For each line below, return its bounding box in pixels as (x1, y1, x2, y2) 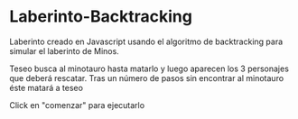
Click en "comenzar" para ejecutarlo (9, 99, 145, 110)
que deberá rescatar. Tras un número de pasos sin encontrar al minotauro (9, 72, 284, 83)
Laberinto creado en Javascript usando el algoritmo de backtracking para (9, 36, 284, 47)
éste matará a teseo (9, 82, 84, 93)
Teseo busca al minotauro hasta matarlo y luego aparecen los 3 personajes (9, 63, 289, 74)
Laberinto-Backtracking (9, 6, 192, 27)
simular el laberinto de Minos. (9, 45, 119, 56)
